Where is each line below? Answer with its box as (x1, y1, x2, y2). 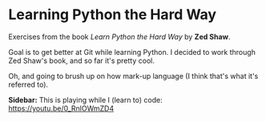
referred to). (8, 80, 49, 89)
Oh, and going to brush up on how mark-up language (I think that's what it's (8, 71, 259, 80)
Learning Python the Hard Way (8, 6, 217, 24)
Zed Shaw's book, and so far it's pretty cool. (8, 56, 155, 65)
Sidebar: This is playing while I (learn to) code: (8, 95, 163, 104)
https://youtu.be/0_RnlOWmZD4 (8, 103, 115, 113)
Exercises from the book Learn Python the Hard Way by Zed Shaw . (8, 32, 231, 41)
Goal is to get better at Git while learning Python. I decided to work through (8, 47, 256, 57)
